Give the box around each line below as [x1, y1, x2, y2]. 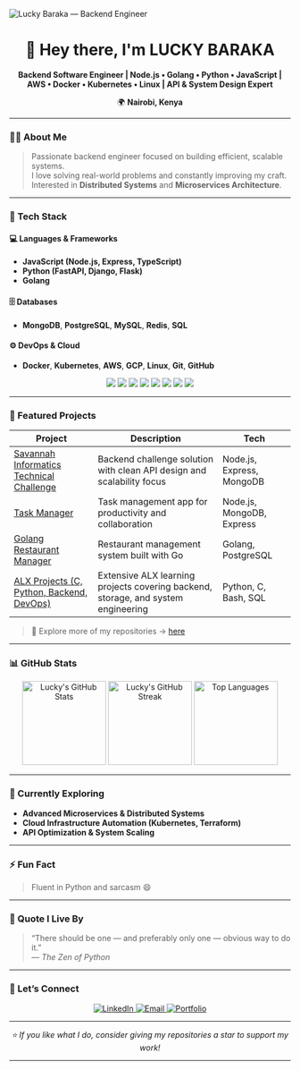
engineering [97, 603, 149, 616]
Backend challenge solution [97, 453, 214, 465]
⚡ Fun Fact [9, 858, 56, 870]
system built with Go [97, 549, 184, 562]
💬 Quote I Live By [9, 913, 84, 925]
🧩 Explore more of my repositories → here [30, 626, 186, 637]
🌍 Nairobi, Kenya [117, 97, 183, 107]
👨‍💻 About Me [9, 131, 67, 143]
